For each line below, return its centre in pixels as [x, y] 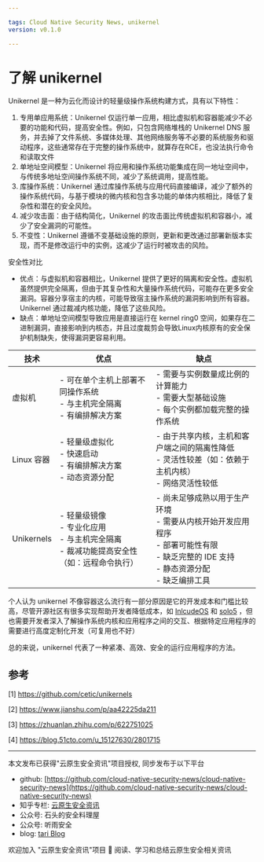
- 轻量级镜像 [83, 515]
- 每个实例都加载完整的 [199, 409]
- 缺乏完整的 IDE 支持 [196, 557]
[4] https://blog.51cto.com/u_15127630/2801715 [84, 740]
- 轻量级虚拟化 [87, 442]
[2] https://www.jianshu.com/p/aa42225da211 [82, 710]
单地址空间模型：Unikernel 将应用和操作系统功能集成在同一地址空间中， [136, 167]
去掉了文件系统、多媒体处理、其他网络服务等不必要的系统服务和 [144, 138]
